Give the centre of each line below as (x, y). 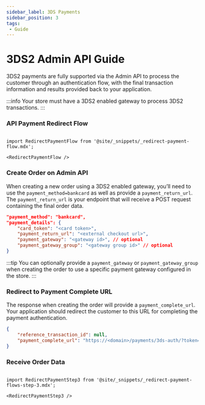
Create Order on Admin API (47, 173)
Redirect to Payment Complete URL (59, 291)
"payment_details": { (34, 223)
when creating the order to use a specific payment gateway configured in (99, 269)
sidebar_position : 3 (33, 18)
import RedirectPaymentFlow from (49, 141)
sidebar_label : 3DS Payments (43, 12)
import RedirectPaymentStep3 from (50, 380)
